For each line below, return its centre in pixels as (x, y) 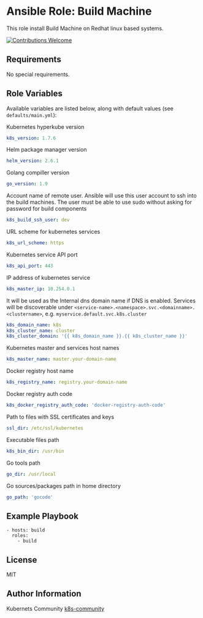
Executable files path (33, 439)
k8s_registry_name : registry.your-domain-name (67, 382)
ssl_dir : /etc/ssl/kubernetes (45, 428)
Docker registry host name (40, 371)
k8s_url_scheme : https (35, 243)
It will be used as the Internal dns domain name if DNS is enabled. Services (101, 300)
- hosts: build (26, 530)
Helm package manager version (47, 150)
